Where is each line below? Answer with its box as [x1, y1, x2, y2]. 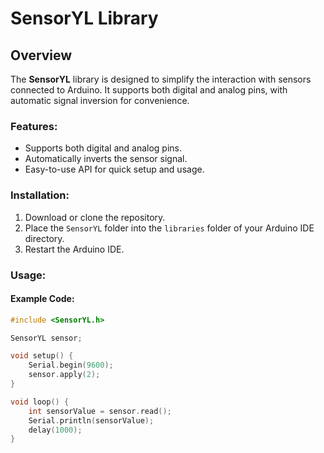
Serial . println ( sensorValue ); [28, 415, 155, 426]
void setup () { [10, 351, 74, 361]
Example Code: [10, 293, 75, 305]
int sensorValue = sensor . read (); [28, 406, 172, 416]
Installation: [10, 188, 70, 202]
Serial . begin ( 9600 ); [28, 360, 114, 371]
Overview [10, 47, 73, 64]
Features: [10, 119, 58, 133]
